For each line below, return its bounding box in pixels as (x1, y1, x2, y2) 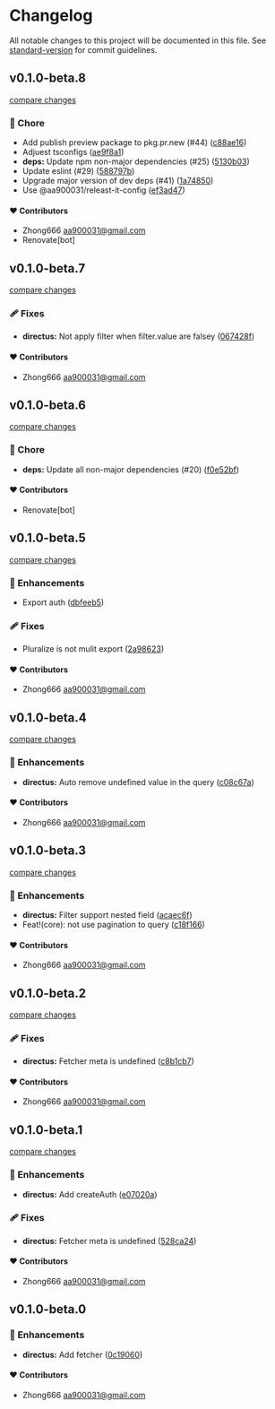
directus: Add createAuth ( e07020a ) (21, 1189, 159, 1199)
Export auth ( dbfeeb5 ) (21, 597, 105, 608)
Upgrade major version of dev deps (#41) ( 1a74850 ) (21, 176, 214, 186)
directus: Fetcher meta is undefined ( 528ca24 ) (21, 1235, 197, 1246)
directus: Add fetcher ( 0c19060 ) (21, 1349, 143, 1360)
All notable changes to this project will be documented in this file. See (9, 35, 267, 46)
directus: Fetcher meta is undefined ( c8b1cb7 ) (21, 1056, 195, 1067)
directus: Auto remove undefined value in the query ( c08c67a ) (21, 776, 255, 787)
